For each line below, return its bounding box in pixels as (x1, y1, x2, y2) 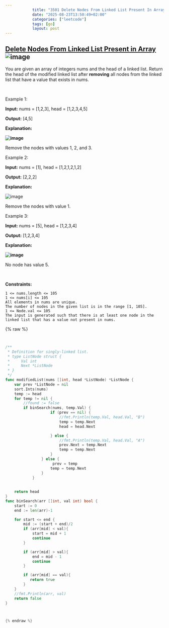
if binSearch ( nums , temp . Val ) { (23, 405, 92, 410)
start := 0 (14, 503, 37, 508)
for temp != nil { (14, 396, 53, 401)
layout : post (32, 26, 59, 31)
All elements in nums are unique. (5, 300, 78, 305)
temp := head (14, 391, 42, 396)
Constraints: (5, 281, 32, 287)
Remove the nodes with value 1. (5, 203, 71, 209)
